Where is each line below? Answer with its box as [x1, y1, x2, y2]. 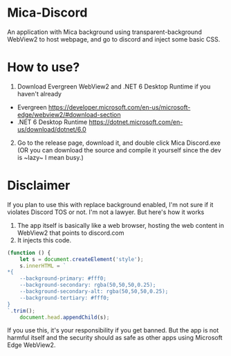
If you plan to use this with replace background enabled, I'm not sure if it [7, 200, 214, 208]
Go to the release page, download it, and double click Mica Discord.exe [17, 139, 221, 147]
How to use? [7, 60, 80, 75]
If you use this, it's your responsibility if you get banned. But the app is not [7, 326, 219, 335]
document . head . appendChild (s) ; [19, 314, 110, 321]
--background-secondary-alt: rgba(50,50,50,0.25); [19, 288, 169, 295]
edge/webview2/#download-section [17, 110, 121, 118]
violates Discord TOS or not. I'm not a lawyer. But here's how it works [7, 208, 205, 216]
